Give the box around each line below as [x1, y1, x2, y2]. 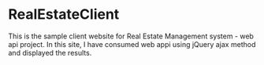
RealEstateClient [8, 5, 120, 23]
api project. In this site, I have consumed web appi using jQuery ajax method [8, 39, 256, 49]
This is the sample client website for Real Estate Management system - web [8, 31, 255, 41]
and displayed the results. [8, 48, 92, 57]
